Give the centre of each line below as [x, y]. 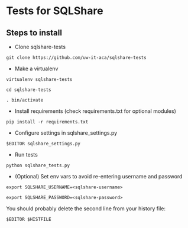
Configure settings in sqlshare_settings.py [66, 133]
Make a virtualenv [36, 69]
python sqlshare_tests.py [38, 165]
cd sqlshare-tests [29, 90]
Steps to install [34, 33]
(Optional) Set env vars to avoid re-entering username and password [98, 176]
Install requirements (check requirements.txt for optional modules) [95, 111]
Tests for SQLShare [55, 11]
